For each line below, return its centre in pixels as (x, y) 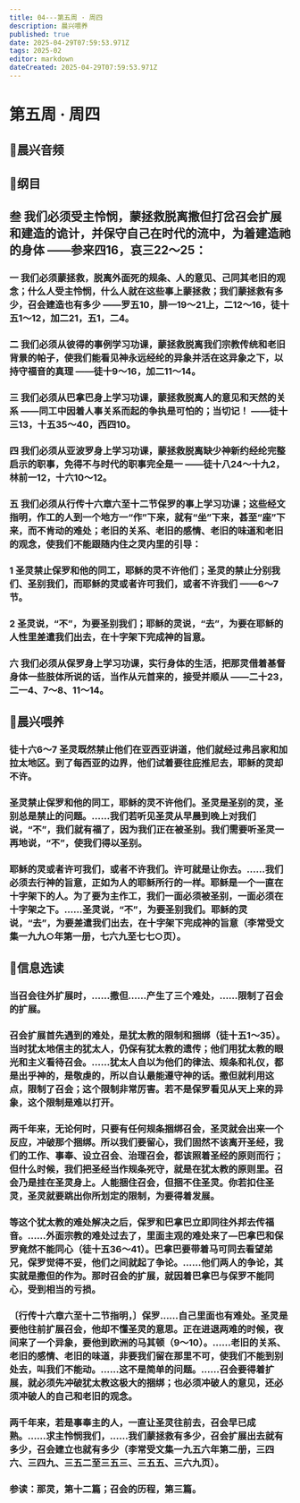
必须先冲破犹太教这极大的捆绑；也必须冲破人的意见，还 (156, 1382)
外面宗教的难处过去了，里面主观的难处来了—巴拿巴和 (160, 1235)
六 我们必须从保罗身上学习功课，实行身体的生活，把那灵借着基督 (147, 663)
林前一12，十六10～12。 (61, 477)
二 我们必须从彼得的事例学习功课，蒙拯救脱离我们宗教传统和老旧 (147, 345)
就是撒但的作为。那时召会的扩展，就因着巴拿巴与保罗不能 (142, 1276)
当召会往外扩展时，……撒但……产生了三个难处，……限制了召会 (146, 996)
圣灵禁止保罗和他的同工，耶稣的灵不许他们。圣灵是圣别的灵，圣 (146, 802)
